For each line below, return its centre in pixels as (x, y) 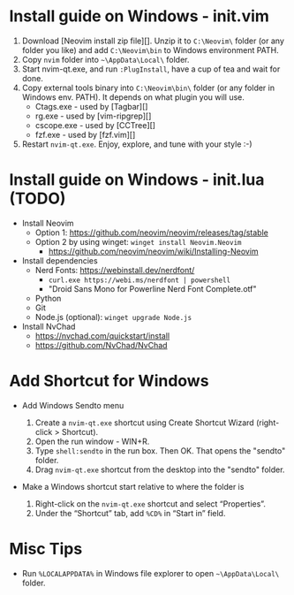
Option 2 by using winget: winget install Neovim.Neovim (138, 241)
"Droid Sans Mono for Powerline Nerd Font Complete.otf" (152, 288)
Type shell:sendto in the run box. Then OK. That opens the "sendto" (160, 450)
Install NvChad (49, 326)
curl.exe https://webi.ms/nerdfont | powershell (139, 280)
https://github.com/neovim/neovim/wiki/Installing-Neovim (153, 251)
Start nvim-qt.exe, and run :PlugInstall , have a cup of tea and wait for (151, 69)
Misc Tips (46, 549)
